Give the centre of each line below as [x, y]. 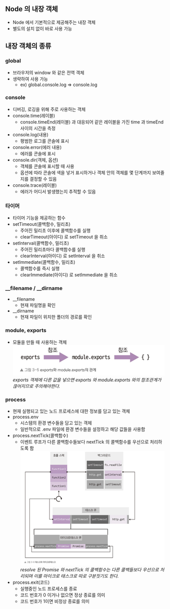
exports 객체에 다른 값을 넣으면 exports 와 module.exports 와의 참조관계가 [87, 380]
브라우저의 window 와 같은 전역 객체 [48, 72]
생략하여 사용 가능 [30, 79]
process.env [26, 417]
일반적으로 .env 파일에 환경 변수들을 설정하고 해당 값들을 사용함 [83, 429]
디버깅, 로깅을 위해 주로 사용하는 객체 [49, 109]
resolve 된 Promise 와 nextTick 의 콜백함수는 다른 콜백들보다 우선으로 [90, 570]
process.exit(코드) [31, 582]
